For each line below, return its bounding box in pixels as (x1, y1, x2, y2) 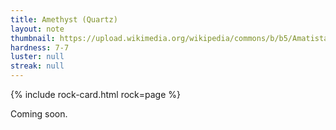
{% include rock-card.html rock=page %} (10, 89, 182, 100)
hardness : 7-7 (10, 42, 70, 53)
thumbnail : (10, 33, 56, 43)
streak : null (10, 61, 65, 71)
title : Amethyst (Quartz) (10, 14, 118, 25)
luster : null (10, 52, 65, 62)
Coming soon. (10, 108, 68, 120)
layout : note (10, 24, 65, 34)
